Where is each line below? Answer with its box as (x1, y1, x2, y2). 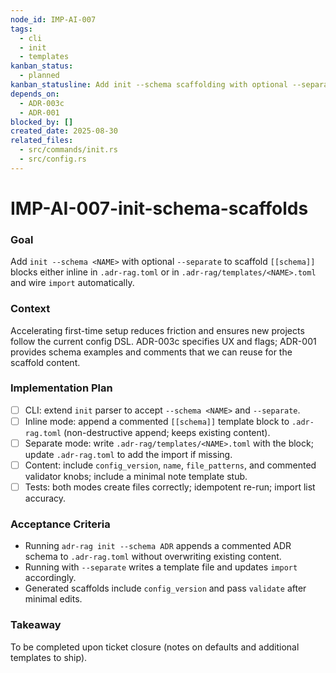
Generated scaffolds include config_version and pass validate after (24, 582, 307, 595)
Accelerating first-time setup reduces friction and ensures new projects (10, 324, 305, 336)
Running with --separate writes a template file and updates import (24, 561, 298, 573)
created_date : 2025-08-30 (10, 126, 118, 136)
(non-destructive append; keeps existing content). (63, 426, 271, 438)
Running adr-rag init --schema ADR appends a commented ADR (24, 540, 292, 552)
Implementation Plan (10, 381, 113, 395)
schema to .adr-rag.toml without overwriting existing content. (24, 551, 282, 563)
